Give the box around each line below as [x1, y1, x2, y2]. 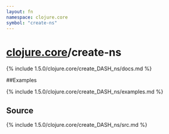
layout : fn [6, 8, 33, 15]
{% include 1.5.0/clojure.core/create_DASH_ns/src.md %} [6, 121, 148, 129]
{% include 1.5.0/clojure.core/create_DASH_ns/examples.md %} [6, 88, 164, 95]
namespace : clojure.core [6, 14, 68, 20]
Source [6, 105, 34, 116]
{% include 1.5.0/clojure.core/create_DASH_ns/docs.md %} [6, 65, 152, 72]
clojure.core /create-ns [6, 45, 122, 59]
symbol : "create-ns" [6, 20, 58, 26]
